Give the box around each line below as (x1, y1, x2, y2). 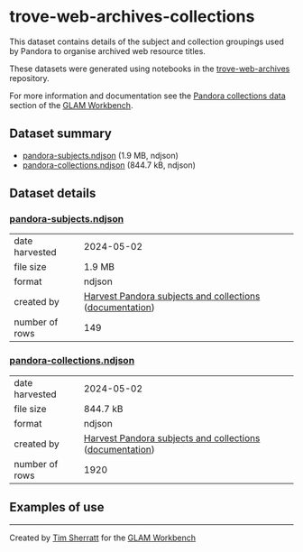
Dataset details (9, 186, 96, 201)
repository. (9, 72, 50, 83)
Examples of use (9, 500, 105, 515)
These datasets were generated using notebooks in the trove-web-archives (9, 63, 290, 74)
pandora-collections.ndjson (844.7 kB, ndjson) (22, 160, 197, 170)
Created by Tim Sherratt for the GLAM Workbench (9, 532, 197, 543)
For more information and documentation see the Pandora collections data (9, 90, 286, 101)
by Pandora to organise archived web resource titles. (9, 45, 206, 56)
